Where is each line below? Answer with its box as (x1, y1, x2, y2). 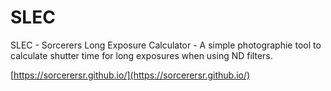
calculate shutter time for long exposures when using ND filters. (10, 49, 273, 61)
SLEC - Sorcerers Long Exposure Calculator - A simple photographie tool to (10, 39, 322, 51)
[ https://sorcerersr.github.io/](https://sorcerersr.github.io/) (10, 69, 251, 81)
